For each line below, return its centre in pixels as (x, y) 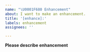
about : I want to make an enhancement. (45, 14)
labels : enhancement (26, 23)
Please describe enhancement (36, 45)
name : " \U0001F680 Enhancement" (38, 9)
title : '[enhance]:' (26, 18)
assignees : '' (19, 27)
